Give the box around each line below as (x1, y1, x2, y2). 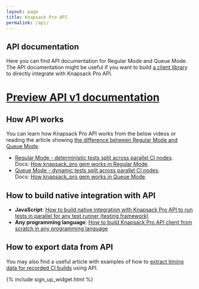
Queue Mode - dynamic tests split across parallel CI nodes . (14, 167, 160, 174)
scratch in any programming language (14, 225, 108, 232)
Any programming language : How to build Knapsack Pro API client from (14, 219, 192, 226)
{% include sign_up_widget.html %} (6, 275, 93, 282)
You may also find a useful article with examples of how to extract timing (6, 258, 184, 265)
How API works (6, 114, 64, 125)
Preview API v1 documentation (6, 91, 160, 104)
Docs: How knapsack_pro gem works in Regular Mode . (14, 161, 150, 168)
